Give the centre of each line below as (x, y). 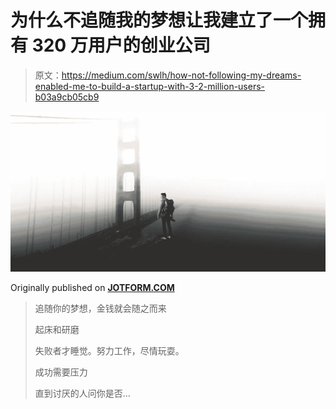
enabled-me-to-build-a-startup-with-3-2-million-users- (150, 86)
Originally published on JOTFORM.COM (92, 287)
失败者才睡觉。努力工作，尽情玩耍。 (109, 350)
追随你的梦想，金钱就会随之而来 (100, 308)
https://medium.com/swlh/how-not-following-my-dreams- (181, 75)
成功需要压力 (61, 372)
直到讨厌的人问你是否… (82, 393)
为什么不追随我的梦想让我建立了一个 (159, 20)
